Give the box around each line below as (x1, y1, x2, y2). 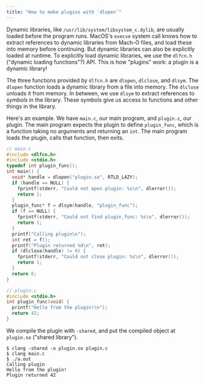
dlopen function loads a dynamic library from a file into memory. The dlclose (6, 83, 199, 90)
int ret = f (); (12, 237, 51, 243)
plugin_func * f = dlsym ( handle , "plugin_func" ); (12, 202, 138, 209)
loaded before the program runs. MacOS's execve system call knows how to (6, 32, 198, 40)
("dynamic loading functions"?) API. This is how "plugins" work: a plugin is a (6, 58, 199, 65)
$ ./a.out (6, 356, 32, 362)
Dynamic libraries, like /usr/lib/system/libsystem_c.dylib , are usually (6, 26, 185, 33)
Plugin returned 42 (6, 372, 56, 378)
